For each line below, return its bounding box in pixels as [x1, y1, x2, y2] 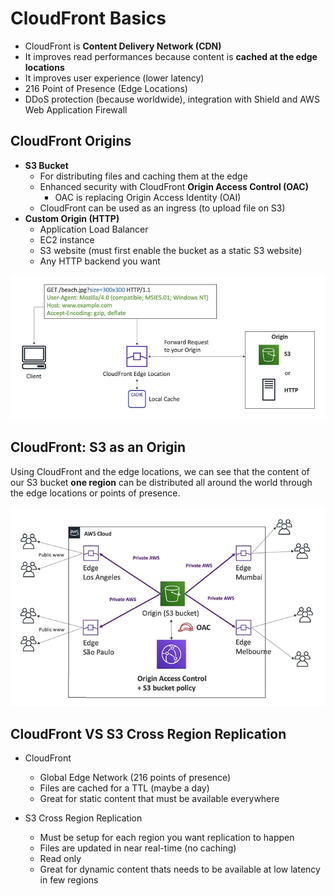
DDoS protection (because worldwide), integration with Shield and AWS [24, 93, 320, 105]
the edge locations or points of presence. [10, 487, 181, 499]
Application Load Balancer [39, 223, 149, 235]
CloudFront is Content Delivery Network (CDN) [24, 40, 222, 52]
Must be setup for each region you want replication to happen [39, 832, 295, 844]
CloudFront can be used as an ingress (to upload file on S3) [39, 202, 286, 214]
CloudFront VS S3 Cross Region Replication [10, 725, 287, 742]
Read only [39, 853, 82, 865]
